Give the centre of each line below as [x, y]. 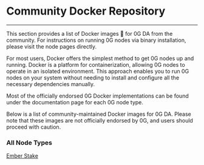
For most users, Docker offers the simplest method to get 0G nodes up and [100, 58]
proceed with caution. [34, 127]
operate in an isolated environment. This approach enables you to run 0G [98, 71]
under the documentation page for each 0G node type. [75, 102]
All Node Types [29, 143]
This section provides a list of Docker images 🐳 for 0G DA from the [90, 33]
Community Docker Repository [86, 11]
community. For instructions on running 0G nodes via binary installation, [96, 40]
